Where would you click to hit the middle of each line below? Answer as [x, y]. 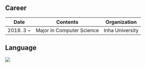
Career [16, 8]
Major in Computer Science [67, 30]
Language [21, 48]
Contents [67, 22]
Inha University [121, 30]
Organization [121, 22]
